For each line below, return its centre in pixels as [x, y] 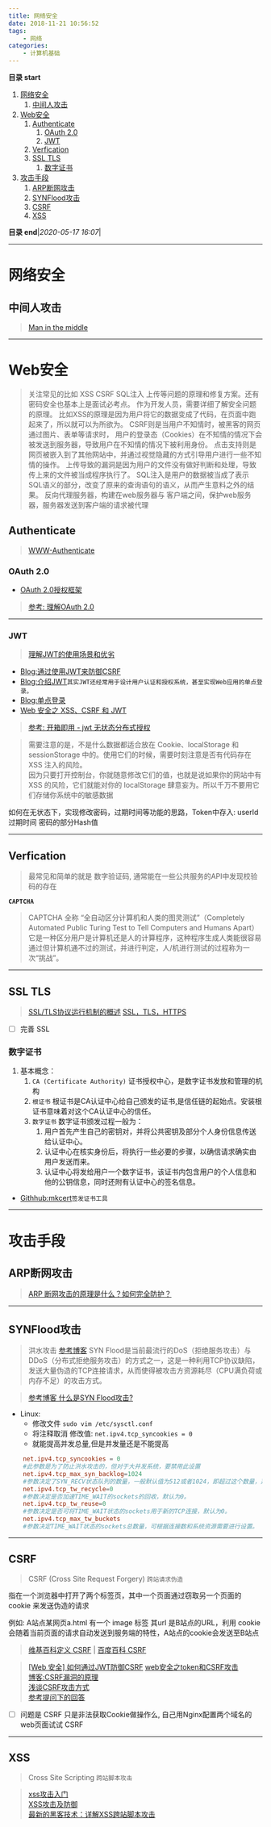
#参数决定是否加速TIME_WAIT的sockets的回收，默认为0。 [106, 1497]
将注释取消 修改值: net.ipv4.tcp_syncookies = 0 [112, 1434]
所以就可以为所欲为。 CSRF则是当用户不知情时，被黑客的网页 [158, 424]
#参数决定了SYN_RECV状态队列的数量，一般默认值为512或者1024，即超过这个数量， [142, 1482]
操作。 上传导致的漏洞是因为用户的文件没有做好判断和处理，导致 [149, 464]
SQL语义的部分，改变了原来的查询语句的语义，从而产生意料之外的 [138, 484]
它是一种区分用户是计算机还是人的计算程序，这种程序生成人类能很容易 [145, 938]
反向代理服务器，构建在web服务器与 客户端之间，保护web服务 [148, 495]
